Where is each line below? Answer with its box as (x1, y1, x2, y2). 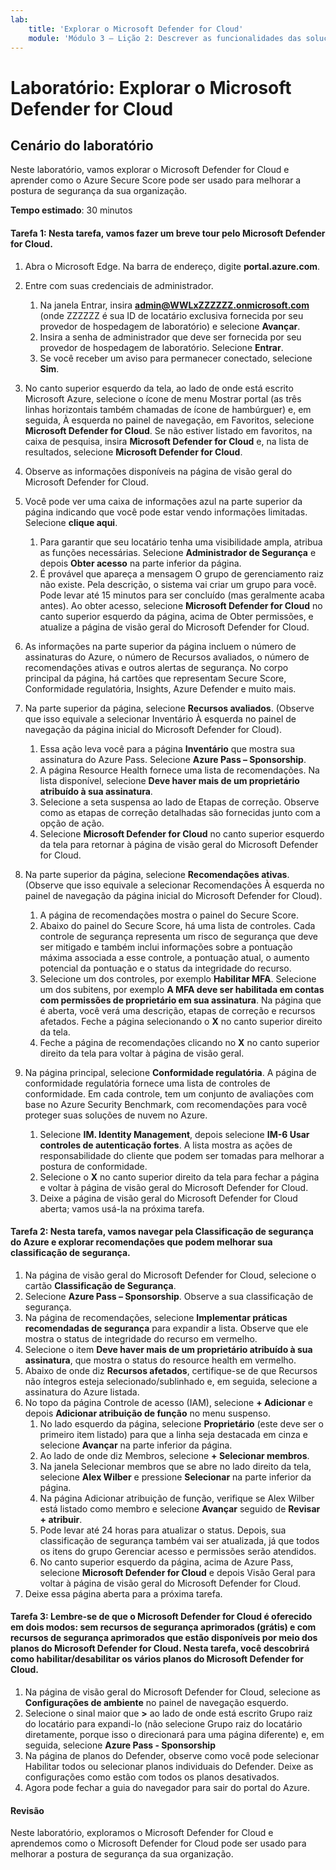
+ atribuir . (39, 1513, 83, 1525)
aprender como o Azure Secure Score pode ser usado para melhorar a (10, 174, 302, 186)
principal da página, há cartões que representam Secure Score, (24, 672, 287, 684)
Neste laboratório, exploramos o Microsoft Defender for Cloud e (10, 1827, 274, 1839)
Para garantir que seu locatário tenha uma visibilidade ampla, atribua (39, 536, 323, 548)
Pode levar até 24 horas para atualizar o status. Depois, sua (39, 1524, 287, 1536)
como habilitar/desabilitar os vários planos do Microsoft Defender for (10, 1653, 305, 1665)
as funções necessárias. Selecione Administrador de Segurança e (39, 546, 317, 558)
